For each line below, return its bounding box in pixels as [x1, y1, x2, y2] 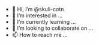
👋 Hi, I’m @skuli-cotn [11, 6, 64, 12]
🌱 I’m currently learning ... [11, 18, 76, 25]
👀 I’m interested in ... [11, 12, 63, 19]
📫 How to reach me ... [11, 32, 68, 38]
